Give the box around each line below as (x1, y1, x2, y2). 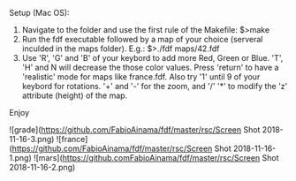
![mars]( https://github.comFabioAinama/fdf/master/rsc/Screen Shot (34, 153, 279, 162)
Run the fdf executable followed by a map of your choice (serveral (21, 34, 263, 44)
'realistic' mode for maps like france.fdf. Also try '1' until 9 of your (21, 72, 261, 82)
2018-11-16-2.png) (9, 162, 76, 172)
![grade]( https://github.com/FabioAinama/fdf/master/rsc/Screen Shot (9, 124, 261, 135)
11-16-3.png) (9, 134, 55, 144)
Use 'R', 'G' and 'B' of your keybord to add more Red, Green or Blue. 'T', (21, 53, 284, 63)
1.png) (9, 153, 33, 162)
